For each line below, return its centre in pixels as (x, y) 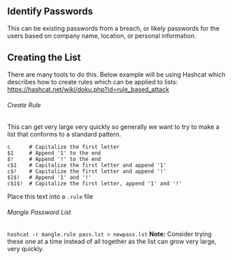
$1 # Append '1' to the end (54, 153)
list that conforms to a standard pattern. (64, 134)
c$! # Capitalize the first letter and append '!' (87, 171)
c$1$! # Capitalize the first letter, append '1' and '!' (95, 183)
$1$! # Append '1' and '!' (49, 177)
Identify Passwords (50, 12)
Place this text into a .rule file (50, 196)
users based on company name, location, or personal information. (102, 36)
